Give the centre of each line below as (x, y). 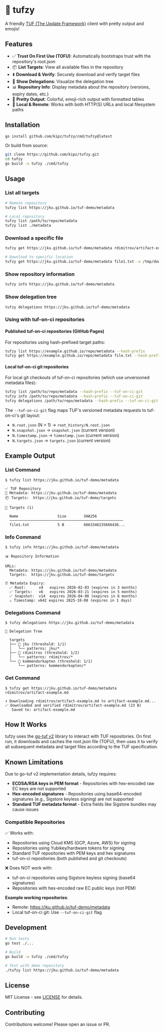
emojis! (12, 28)
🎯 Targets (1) (20, 507)
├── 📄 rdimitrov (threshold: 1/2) (44, 653)
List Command (23, 470)
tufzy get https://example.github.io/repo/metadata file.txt (69, 356)
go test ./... (20, 943)
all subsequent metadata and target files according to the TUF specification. (82, 747)
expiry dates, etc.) (30, 94)
